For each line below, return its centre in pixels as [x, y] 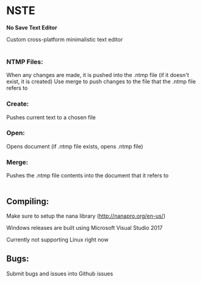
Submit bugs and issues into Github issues [60, 273]
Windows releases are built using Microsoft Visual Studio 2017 [85, 227]
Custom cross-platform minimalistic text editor [65, 39]
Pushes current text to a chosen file [51, 117]
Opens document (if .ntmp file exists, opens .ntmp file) [75, 146]
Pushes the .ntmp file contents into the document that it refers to [88, 175]
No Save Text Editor [32, 28]
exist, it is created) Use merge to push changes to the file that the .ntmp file [101, 82]
